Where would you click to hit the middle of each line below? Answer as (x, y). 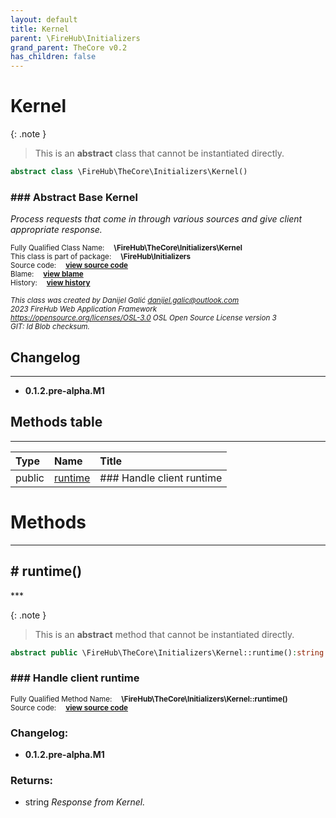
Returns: (32, 780)
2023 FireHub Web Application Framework (84, 309)
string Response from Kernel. (85, 802)
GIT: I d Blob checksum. (50, 327)
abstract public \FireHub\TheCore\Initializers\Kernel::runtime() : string (167, 652)
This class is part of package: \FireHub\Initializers (101, 257)
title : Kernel (40, 29)
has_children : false (53, 57)
